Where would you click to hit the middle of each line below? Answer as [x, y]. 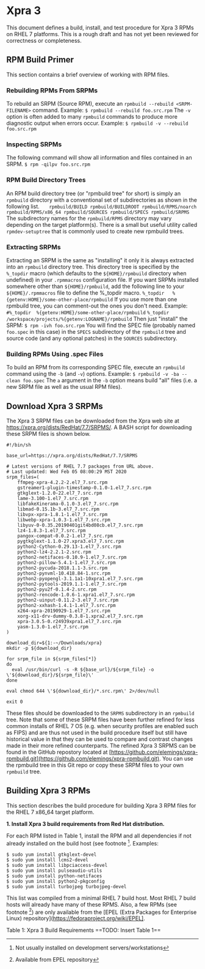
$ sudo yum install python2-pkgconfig [56, 881]
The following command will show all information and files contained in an [99, 158]
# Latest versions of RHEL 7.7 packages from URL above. [80, 466]
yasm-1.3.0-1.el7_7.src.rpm [53, 627]
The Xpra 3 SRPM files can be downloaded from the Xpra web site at [93, 421]
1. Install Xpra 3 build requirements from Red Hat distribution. [85, 823]
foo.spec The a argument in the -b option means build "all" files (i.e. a [110, 380]
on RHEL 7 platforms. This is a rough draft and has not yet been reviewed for [103, 34]
